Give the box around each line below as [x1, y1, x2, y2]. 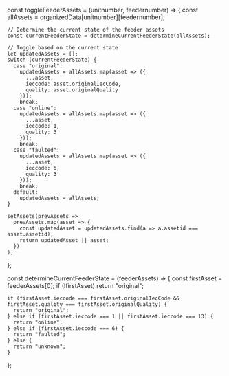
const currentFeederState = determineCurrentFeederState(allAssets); [7, 32, 211, 39]
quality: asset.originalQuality [25, 87, 118, 93]
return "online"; [13, 319, 63, 326]
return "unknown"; [13, 343, 67, 350]
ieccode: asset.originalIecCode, [25, 80, 122, 87]
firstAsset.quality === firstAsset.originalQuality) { [7, 301, 168, 308]
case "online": [13, 104, 57, 111]
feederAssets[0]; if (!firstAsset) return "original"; [7, 282, 144, 289]
